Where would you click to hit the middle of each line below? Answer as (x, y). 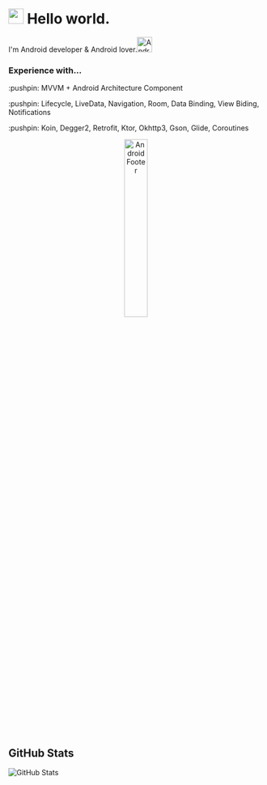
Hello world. (69, 19)
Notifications (30, 113)
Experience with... (45, 70)
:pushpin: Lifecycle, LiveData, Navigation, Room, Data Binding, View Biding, (134, 104)
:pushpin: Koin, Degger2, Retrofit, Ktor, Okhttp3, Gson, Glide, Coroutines (129, 128)
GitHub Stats (41, 753)
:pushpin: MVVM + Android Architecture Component (96, 88)
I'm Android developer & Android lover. (73, 49)
